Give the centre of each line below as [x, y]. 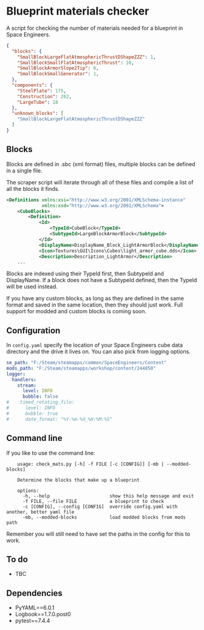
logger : [16, 374]
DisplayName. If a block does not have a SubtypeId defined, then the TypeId [102, 280]
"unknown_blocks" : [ [38, 114]
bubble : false [40, 396]
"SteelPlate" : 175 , [42, 91]
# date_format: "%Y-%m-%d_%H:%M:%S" [59, 419]
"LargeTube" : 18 [38, 102]
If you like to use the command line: [51, 453]
